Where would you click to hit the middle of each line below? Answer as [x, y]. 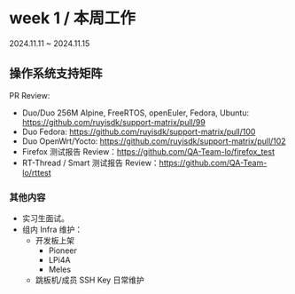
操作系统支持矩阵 [56, 73]
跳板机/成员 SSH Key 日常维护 [89, 280]
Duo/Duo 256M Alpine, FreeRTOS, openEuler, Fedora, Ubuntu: [136, 113]
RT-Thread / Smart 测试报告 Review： [90, 163]
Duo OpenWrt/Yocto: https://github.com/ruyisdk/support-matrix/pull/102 [154, 141]
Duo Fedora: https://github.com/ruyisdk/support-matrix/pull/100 [139, 131]
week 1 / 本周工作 [72, 18]
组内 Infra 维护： [52, 230]
